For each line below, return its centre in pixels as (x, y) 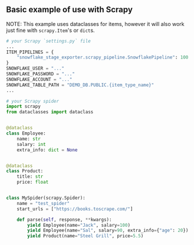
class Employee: (26, 133)
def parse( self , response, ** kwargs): (64, 220)
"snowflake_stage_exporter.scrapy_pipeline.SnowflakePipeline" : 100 (103, 58)
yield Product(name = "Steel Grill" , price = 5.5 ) (86, 236)
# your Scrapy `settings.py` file (49, 41)
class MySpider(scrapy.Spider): (46, 198)
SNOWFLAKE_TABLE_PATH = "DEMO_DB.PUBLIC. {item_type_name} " (80, 85)
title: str (30, 177)
